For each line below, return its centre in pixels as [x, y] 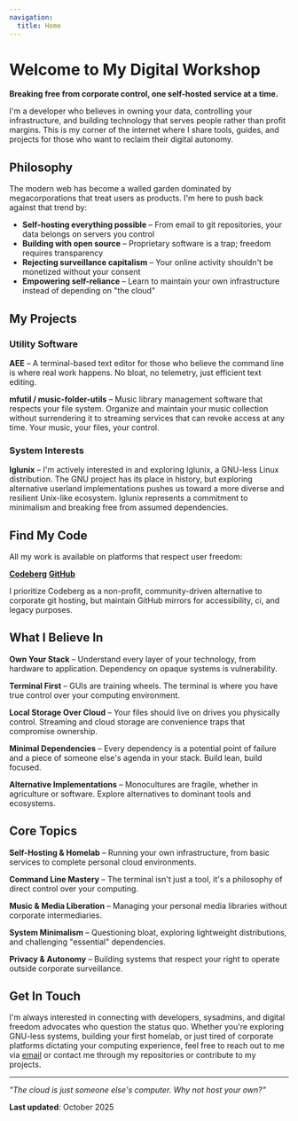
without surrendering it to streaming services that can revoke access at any [147, 418]
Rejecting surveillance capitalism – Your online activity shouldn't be [147, 263]
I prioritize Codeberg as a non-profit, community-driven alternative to [136, 592]
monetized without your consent [81, 272]
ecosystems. [32, 803]
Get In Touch [45, 996]
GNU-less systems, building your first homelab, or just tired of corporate [141, 1036]
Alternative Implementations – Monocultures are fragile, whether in [134, 784]
